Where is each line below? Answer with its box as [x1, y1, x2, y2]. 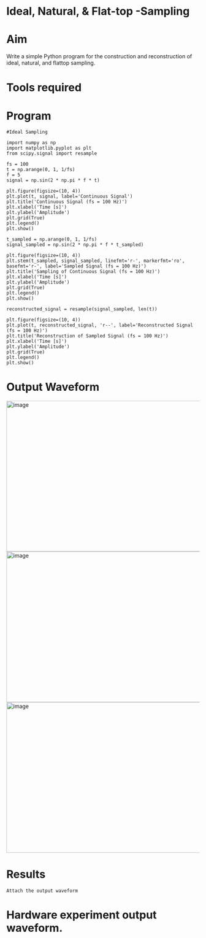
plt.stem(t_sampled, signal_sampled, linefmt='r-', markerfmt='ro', [6, 258, 185, 264]
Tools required [6, 81, 82, 94]
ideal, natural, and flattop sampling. [6, 60, 96, 67]
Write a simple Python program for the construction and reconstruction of [6, 53, 193, 60]
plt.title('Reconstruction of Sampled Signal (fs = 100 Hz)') [6, 333, 169, 339]
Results [6, 867, 46, 882]
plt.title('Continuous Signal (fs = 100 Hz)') [6, 199, 128, 205]
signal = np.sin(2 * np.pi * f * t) [6, 177, 100, 183]
